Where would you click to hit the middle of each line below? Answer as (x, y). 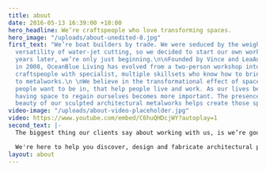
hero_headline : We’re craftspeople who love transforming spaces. (120, 30)
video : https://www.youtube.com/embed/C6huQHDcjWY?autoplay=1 (113, 118)
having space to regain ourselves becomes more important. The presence (138, 96)
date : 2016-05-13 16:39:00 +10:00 (65, 23)
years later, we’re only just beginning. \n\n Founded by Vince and (127, 60)
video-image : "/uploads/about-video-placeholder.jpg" (99, 111)
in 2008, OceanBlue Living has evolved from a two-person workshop (129, 67)
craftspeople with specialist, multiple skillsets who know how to (129, 74)
